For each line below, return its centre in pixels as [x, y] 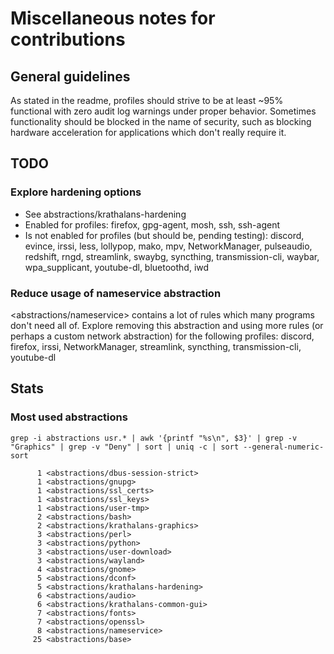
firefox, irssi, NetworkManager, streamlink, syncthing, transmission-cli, [156, 346]
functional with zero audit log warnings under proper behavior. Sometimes [163, 111]
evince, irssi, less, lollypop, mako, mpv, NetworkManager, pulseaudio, [168, 246]
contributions [68, 39]
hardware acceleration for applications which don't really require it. [148, 132]
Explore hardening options [76, 192]
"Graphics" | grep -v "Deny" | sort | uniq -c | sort [125, 447]
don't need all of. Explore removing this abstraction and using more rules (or [167, 325]
